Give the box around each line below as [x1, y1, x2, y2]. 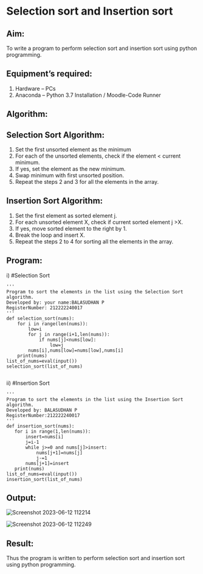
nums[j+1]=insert [25, 460, 69, 466]
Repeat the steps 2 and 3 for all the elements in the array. [15, 178, 159, 186]
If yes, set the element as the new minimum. [15, 166, 126, 173]
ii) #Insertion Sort [6, 379, 50, 387]
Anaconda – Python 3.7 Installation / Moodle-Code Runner [15, 91, 161, 99]
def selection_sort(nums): [6, 315, 75, 321]
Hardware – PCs [15, 85, 56, 92]
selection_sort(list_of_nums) [6, 363, 83, 369]
